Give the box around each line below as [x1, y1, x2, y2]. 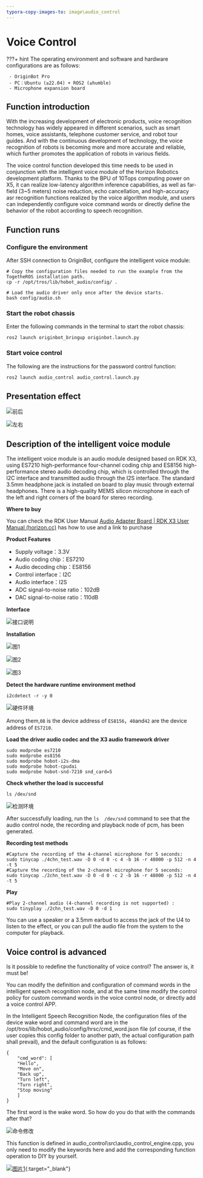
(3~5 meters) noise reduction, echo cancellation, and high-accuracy [18, 188, 189, 195]
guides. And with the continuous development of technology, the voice [6, 137, 183, 145]
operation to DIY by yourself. [6, 1152, 78, 1160]
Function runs [6, 224, 60, 235]
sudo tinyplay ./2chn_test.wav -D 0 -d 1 [6, 906, 113, 912]
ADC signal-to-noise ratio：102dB [15, 586, 100, 593]
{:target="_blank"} [25, 1165, 71, 1172]
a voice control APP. [6, 1001, 57, 1008]
